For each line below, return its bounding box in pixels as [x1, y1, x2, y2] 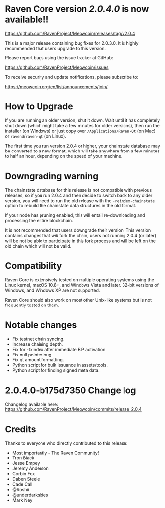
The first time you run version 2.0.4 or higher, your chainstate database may [5, 143, 160, 149]
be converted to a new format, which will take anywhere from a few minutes [5, 148, 160, 154]
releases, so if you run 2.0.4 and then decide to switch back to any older [5, 192, 153, 198]
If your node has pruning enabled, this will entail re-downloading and [5, 212, 145, 218]
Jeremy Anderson [12, 465, 49, 471]
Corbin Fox [12, 470, 35, 476]
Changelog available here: [5, 401, 58, 407]
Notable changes [5, 319, 77, 330]
